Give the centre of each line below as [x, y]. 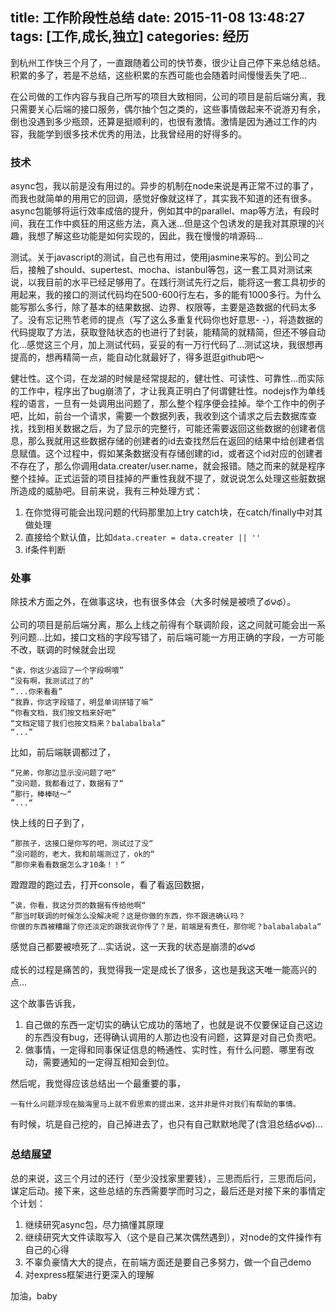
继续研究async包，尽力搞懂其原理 [94, 1224]
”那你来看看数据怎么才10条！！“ [68, 865]
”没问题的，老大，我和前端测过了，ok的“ [82, 854]
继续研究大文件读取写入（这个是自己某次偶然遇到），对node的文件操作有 [173, 1237]
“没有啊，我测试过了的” [52, 681]
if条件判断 [45, 550]
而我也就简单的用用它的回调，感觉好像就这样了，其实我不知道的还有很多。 [163, 199]
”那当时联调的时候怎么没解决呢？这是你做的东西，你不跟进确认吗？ [128, 916]
